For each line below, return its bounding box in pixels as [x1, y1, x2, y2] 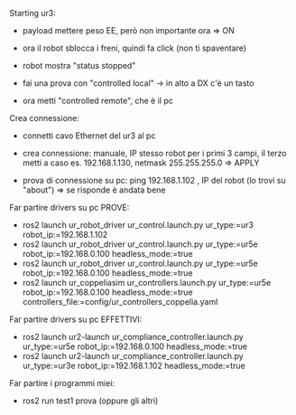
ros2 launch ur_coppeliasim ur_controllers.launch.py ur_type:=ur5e [22, 278, 272, 288]
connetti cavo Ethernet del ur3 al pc [22, 130, 156, 141]
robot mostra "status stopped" [22, 61, 136, 71]
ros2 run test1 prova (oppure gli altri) [22, 395, 159, 406]
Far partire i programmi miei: [9, 378, 116, 388]
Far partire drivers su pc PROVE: [9, 203, 130, 212]
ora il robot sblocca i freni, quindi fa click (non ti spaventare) [22, 42, 246, 53]
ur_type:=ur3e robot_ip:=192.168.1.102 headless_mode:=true [22, 361, 245, 371]
